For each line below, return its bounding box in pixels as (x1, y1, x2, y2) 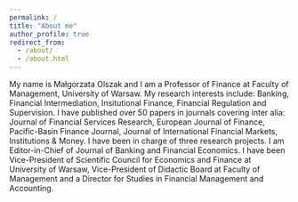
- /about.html (17, 54, 69, 63)
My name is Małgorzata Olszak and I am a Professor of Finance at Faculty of (9, 79, 289, 89)
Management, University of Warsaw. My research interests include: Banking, (9, 88, 290, 99)
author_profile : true (9, 29, 90, 38)
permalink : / (9, 12, 58, 22)
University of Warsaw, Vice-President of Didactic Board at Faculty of (9, 164, 261, 174)
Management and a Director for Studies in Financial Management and (9, 174, 264, 183)
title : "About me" (9, 21, 77, 30)
